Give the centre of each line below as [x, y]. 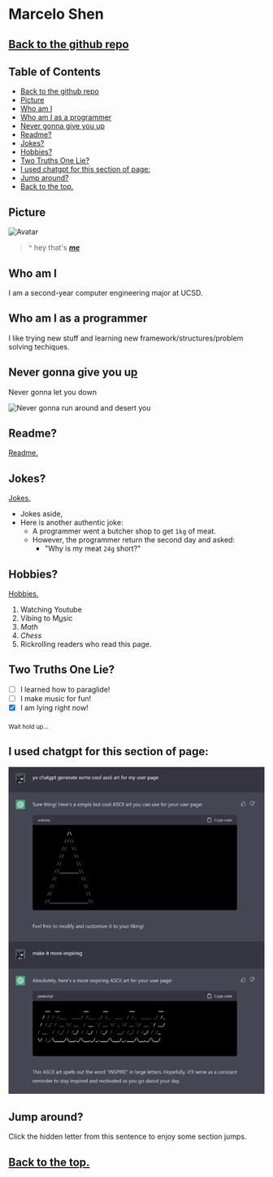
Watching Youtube [51, 610]
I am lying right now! [54, 708]
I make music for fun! [56, 698]
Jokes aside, [41, 514]
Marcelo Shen [56, 14]
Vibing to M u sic [46, 618]
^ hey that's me [54, 248]
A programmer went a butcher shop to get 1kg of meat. [124, 531]
